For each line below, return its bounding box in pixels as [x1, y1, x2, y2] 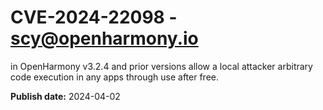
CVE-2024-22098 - [10, 6, 178, 29]
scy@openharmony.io [10, 27, 199, 50]
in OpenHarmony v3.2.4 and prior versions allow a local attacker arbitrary [10, 60, 313, 72]
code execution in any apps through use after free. [10, 71, 220, 83]
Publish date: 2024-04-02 [10, 90, 121, 102]
